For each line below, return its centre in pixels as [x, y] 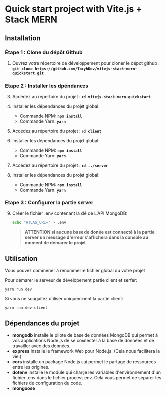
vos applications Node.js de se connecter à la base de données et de [83, 340]
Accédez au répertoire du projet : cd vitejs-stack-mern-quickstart [81, 97]
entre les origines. [31, 367]
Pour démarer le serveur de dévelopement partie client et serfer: [71, 280]
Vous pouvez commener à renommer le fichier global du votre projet [75, 271]
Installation [23, 38]
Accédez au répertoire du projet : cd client [57, 131]
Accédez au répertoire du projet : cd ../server [60, 165]
